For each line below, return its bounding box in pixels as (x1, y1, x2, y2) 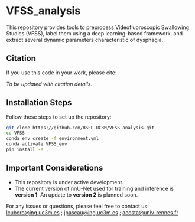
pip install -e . (6, 146, 49, 153)
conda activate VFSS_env (6, 141, 67, 147)
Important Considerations (6, 163, 103, 173)
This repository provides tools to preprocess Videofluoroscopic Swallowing (6, 24, 190, 31)
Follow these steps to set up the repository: (6, 113, 112, 120)
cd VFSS (6, 130, 25, 136)
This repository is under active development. (14, 178, 124, 185)
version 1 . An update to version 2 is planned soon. (14, 191, 138, 198)
